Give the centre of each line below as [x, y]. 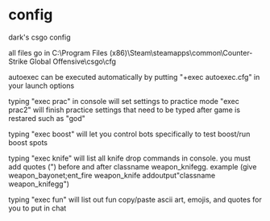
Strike [18, 61]
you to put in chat [37, 208]
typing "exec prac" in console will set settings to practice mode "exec [124, 101]
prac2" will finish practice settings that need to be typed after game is [124, 110]
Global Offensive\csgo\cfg [73, 61]
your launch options [42, 85]
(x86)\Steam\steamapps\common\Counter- [181, 52]
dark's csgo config [39, 37]
